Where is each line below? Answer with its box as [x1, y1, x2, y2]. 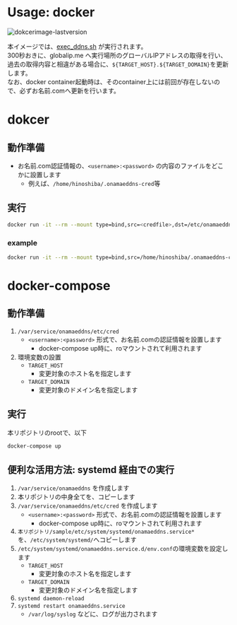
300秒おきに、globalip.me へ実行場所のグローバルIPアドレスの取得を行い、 [7, 51, 227, 59]
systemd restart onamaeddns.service [17, 602, 126, 610]
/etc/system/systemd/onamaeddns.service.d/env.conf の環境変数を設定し [17, 544, 229, 553]
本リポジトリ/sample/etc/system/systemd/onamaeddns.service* [17, 528, 195, 536]
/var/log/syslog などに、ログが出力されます [28, 609, 158, 619]
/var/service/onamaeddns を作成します [17, 484, 130, 492]
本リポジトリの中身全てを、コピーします [17, 493, 135, 501]
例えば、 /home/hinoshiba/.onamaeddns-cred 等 [28, 179, 161, 187]
